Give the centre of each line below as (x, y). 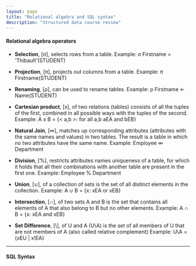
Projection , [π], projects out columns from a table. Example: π (89, 71)
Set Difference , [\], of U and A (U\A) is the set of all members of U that (99, 225)
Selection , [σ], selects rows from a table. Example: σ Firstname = (93, 54)
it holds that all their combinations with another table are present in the (99, 167)
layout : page (22, 11)
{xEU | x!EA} (29, 238)
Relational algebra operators (41, 41)
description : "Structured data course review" (64, 22)
